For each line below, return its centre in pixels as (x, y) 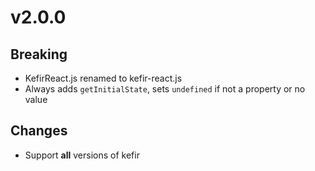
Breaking (39, 54)
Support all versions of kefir (82, 155)
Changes (39, 131)
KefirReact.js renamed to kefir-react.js (103, 78)
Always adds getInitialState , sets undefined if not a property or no (165, 89)
